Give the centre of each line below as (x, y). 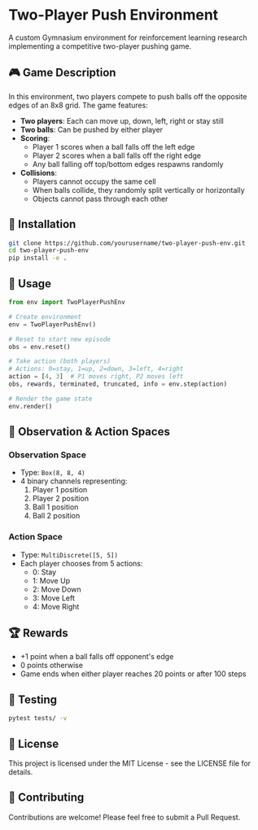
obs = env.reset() (39, 347)
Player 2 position (61, 499)
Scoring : (35, 138)
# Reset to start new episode (60, 339)
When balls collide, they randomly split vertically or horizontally (139, 190)
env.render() (31, 406)
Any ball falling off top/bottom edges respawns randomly (128, 164)
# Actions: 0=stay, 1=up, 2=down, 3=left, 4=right (96, 369)
